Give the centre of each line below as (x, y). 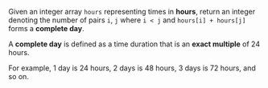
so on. (19, 76)
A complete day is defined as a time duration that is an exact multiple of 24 (134, 44)
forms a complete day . (46, 28)
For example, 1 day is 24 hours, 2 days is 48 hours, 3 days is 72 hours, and (132, 68)
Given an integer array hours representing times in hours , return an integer (132, 12)
